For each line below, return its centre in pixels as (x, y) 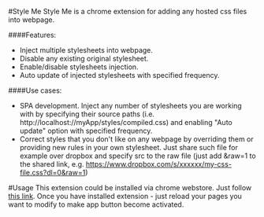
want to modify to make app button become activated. (96, 204)
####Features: (32, 35)
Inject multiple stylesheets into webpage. (86, 50)
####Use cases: (35, 90)
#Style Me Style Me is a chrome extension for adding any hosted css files (128, 11)
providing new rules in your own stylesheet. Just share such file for (128, 147)
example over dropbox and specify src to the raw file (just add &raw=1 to (138, 156)
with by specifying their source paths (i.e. (87, 114)
